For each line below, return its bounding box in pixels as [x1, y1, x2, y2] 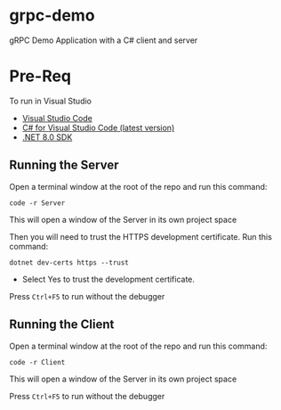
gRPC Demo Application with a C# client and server [9, 35, 198, 45]
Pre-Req [9, 66, 72, 86]
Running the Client [9, 317, 115, 332]
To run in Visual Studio [9, 95, 92, 106]
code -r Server [9, 198, 66, 208]
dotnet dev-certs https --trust [9, 258, 129, 267]
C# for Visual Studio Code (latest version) [21, 122, 175, 133]
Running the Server [9, 158, 119, 173]
